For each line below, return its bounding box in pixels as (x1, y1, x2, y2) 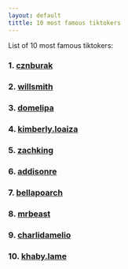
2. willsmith (8, 81, 53, 92)
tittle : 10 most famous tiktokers (8, 19, 122, 27)
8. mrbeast (8, 208, 51, 219)
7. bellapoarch (8, 187, 63, 198)
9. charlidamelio (8, 230, 71, 241)
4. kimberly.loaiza (8, 124, 79, 135)
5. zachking (8, 145, 53, 156)
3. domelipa (8, 103, 54, 114)
